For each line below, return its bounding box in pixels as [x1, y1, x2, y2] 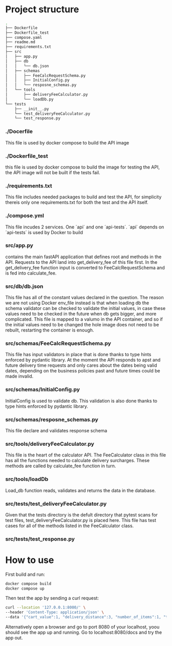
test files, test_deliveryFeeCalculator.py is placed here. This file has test [5, 517, 157, 523]
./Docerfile [5, 128, 33, 135]
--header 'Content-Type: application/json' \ [5, 610, 104, 615]
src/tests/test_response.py [5, 535, 75, 543]
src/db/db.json [5, 283, 44, 290]
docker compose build [5, 581, 52, 586]
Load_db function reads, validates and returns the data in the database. [5, 487, 156, 493]
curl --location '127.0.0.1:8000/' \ [5, 605, 86, 610]
